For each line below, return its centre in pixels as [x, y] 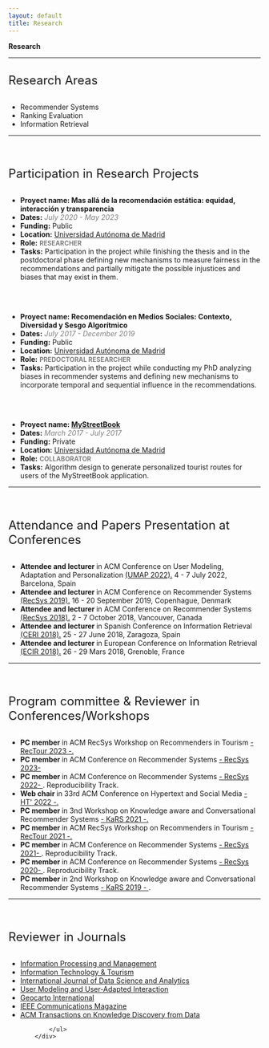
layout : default [35, 16]
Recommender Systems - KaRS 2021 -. [84, 818]
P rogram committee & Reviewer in [104, 701]
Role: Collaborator [56, 458]
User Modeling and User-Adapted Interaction [94, 989]
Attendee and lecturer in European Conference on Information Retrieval [139, 643]
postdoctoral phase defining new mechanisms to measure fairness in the [140, 260]
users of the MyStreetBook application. [84, 475]
